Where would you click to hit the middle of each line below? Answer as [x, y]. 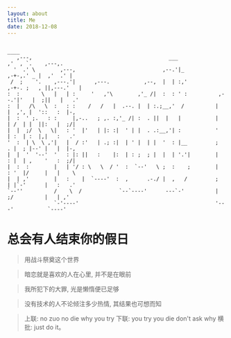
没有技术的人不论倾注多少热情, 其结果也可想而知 [93, 304]
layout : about [28, 14]
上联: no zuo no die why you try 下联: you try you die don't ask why [120, 319]
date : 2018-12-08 [32, 26]
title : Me [22, 20]
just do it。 [49, 328]
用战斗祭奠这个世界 [52, 260]
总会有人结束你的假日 [68, 239]
